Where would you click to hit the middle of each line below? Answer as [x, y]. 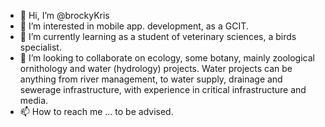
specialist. [40, 47]
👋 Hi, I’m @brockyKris [64, 15]
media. [34, 100]
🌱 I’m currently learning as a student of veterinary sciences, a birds [158, 36]
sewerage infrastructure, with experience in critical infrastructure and [163, 89]
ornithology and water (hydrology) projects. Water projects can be [156, 68]
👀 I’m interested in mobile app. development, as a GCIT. [134, 26]
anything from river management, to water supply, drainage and [151, 79]
